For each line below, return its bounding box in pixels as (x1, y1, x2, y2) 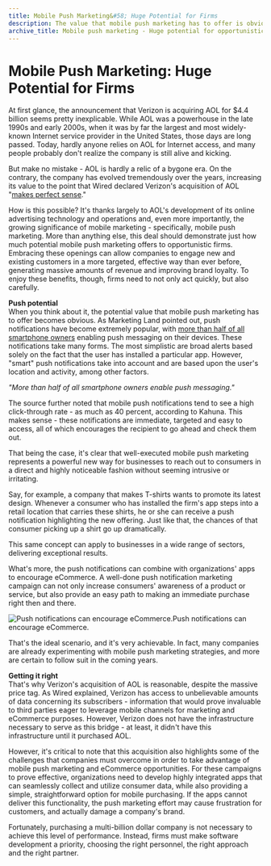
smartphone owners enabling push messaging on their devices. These (8, 333, 243, 343)
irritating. (8, 474, 39, 484)
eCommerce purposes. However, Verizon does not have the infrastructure (8, 714, 254, 724)
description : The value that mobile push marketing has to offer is (8, 19, 244, 27)
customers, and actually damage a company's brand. (8, 807, 186, 817)
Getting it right (8, 671, 59, 681)
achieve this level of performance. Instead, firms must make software (8, 831, 240, 841)
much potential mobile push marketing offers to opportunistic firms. (8, 240, 233, 250)
